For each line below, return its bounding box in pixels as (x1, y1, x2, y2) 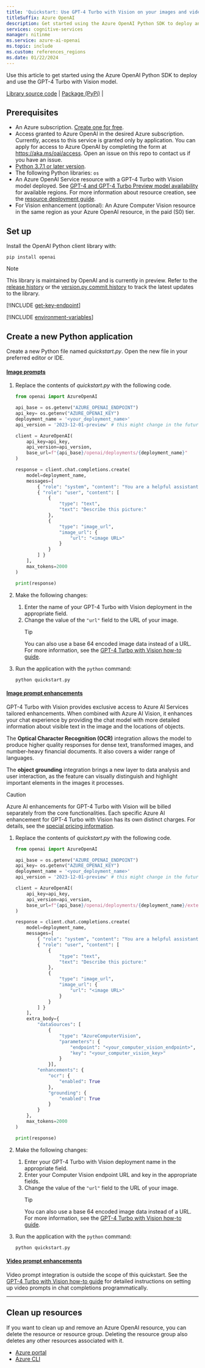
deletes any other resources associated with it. (6, 1337, 124, 1344)
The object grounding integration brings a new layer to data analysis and (6, 766, 190, 773)
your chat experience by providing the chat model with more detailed (6, 716, 180, 724)
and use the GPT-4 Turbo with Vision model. (6, 78, 118, 85)
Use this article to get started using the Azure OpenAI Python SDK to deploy (6, 71, 197, 78)
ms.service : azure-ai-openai (6, 37, 81, 43)
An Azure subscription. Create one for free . (15, 124, 124, 131)
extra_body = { (26, 1016, 60, 1022)
